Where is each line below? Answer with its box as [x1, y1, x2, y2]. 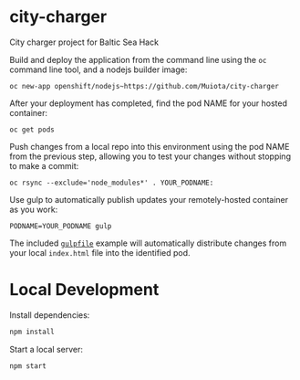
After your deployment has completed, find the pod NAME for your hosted [9, 98, 288, 109]
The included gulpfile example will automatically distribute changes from [9, 237, 287, 248]
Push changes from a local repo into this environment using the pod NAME [9, 141, 290, 152]
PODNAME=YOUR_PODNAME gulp [9, 221, 112, 230]
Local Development [9, 280, 160, 301]
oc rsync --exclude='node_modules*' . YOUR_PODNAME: [9, 178, 214, 187]
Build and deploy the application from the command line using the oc [9, 54, 267, 65]
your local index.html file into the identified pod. [9, 247, 191, 258]
